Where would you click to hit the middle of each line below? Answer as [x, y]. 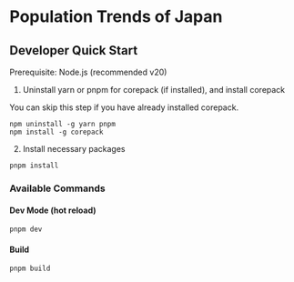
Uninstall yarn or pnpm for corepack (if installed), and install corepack [154, 90]
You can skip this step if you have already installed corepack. [124, 107]
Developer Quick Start [74, 50]
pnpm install [34, 166]
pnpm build [30, 269]
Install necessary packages [74, 149]
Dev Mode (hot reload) [53, 210]
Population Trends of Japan [116, 17]
